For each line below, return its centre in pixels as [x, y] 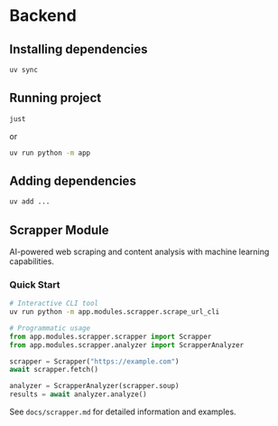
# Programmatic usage [50, 328]
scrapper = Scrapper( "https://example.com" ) [94, 361]
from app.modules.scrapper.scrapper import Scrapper [111, 336]
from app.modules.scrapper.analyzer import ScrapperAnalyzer [127, 345]
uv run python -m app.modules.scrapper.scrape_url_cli [115, 312]
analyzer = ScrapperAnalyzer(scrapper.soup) [94, 386]
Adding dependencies [73, 180]
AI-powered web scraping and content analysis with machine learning [139, 251]
